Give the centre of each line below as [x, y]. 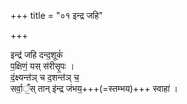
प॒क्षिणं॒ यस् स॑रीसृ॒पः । [42, 66]
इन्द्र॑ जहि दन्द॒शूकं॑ [36, 54]
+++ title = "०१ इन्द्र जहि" [56, 15]
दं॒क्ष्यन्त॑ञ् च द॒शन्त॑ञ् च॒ [45, 77]
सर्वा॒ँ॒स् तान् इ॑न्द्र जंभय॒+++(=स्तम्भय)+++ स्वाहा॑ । [94, 88]
